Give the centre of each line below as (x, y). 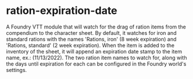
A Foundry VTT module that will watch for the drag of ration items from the (96, 27)
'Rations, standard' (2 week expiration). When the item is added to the (90, 45)
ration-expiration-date (62, 11)
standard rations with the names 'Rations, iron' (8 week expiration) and (91, 39)
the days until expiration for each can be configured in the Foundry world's (96, 64)
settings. (17, 70)
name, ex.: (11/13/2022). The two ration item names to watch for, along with (96, 58)
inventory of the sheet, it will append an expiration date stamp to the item (94, 51)
